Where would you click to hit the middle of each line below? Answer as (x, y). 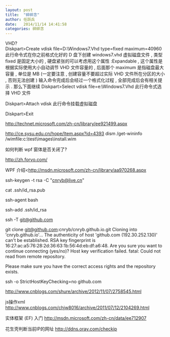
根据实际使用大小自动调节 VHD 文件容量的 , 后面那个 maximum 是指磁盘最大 (84, 68)
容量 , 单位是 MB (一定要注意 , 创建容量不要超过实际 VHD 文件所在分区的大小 (85, 74)
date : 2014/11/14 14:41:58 (36, 24)
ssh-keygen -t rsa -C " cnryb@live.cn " (45, 180)
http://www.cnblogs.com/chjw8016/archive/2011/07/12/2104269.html (77, 308)
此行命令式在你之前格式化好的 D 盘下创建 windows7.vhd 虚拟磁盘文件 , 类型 (84, 55)
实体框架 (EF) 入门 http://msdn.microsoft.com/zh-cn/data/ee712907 (76, 318)
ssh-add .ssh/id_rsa (26, 210)
